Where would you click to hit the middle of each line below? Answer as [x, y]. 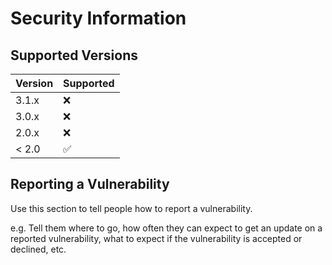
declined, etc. [38, 249]
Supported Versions [74, 55]
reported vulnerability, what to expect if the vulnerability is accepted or [156, 238]
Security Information [98, 18]
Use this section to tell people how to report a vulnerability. [131, 208]
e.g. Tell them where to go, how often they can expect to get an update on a [166, 228]
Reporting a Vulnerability [90, 184]
